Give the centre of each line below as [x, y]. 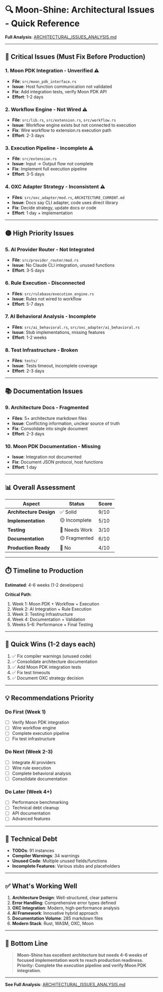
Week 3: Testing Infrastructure [42, 614]
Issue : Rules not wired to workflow [47, 299]
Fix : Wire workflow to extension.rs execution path [62, 130]
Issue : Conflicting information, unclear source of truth [66, 423]
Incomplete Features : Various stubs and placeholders [66, 866]
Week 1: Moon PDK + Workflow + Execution [56, 604]
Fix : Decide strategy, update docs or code [54, 208]
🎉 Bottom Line [26, 943]
